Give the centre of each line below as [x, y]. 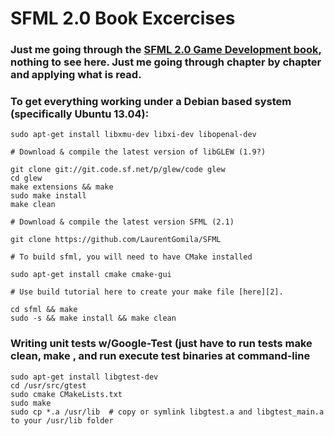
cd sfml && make [44, 310]
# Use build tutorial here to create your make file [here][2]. [147, 292]
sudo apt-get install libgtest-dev [84, 377]
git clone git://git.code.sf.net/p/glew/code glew [118, 170]
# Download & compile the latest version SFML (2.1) [122, 222]
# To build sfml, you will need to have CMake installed [131, 257]
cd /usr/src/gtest [48, 385]
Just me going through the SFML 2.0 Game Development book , [166, 50]
